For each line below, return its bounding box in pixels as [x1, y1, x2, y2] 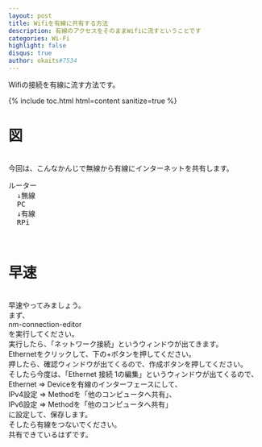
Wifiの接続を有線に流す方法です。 [8, 80, 120, 89]
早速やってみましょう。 [8, 300, 86, 310]
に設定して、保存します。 [8, 409, 93, 419]
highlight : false [8, 42, 67, 50]
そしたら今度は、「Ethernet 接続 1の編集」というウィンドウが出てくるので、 [8, 369, 259, 379]
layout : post [8, 11, 52, 20]
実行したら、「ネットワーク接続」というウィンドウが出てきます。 [8, 339, 223, 349]
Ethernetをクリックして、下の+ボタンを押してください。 [8, 349, 196, 358]
